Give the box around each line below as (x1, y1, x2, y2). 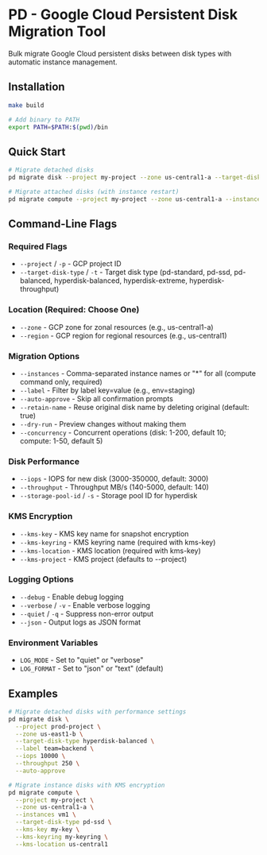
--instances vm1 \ (15, 811, 77, 819)
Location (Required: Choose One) (8, 304, 140, 315)
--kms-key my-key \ (15, 826, 80, 834)
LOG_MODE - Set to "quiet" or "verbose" (19, 656, 144, 665)
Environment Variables (8, 637, 99, 648)
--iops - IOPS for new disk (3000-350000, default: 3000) (19, 474, 209, 484)
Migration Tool (8, 22, 106, 41)
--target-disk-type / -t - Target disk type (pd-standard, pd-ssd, (19, 268, 233, 277)
